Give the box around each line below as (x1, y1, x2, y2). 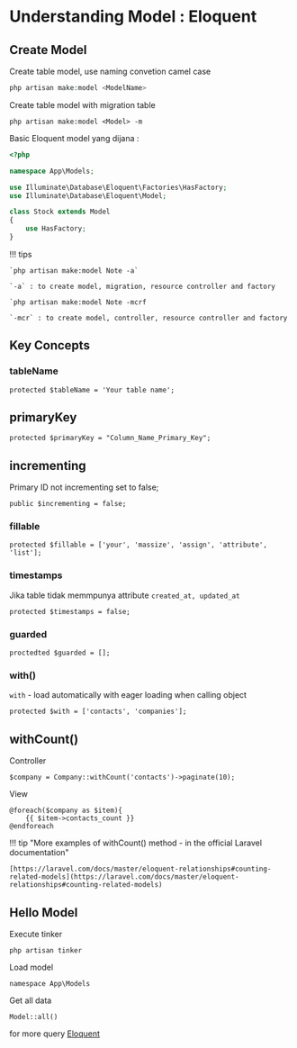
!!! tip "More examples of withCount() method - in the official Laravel (9, 837, 263, 848)
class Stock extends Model (9, 207, 111, 217)
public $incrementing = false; (9, 500, 127, 509)
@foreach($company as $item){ (9, 806, 123, 816)
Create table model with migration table (9, 99, 156, 110)
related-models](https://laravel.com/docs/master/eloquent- (9, 872, 240, 881)
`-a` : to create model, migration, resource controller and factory (9, 282, 276, 291)
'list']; (9, 548, 42, 557)
